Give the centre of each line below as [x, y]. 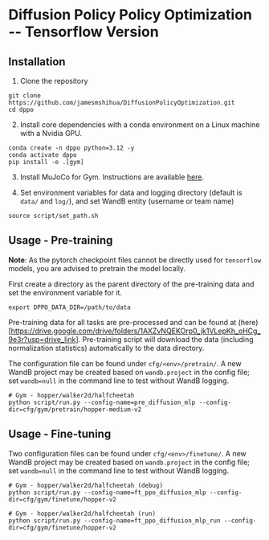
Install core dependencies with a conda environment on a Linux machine [140, 125]
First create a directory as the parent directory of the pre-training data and [131, 284]
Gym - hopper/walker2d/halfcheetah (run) [86, 513]
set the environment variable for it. [65, 292]
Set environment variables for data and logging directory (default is [131, 192]
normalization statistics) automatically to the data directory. [106, 348]
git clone [25, 96]
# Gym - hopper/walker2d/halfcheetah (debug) [86, 485]
